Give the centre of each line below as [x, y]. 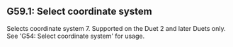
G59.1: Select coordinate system [80, 12]
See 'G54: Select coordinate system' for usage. [76, 36]
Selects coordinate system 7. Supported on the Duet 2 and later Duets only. [116, 28]
